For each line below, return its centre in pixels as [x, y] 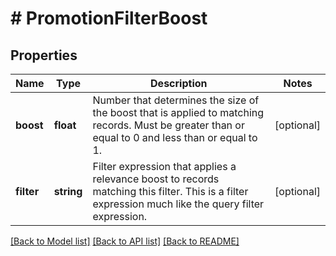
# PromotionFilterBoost [109, 18]
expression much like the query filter [178, 204]
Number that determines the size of [176, 100]
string [68, 191]
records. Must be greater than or [168, 125]
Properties [44, 55]
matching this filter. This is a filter [170, 191]
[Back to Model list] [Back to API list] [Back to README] [125, 241]
